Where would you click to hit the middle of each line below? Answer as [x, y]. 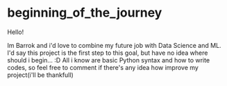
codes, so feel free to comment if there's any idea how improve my [103, 67]
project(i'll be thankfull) [41, 75]
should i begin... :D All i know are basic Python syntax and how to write [109, 60]
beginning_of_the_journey [85, 13]
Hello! [16, 32]
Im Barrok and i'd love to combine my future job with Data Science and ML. [114, 45]
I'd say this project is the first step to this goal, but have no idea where [108, 53]
